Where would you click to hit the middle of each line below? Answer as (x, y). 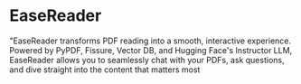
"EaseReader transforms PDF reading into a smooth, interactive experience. (150, 41)
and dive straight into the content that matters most (105, 70)
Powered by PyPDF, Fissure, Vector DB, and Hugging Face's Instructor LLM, (151, 50)
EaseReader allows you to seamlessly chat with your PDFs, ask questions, (147, 60)
